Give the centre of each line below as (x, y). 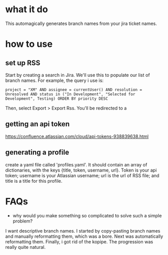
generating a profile (37, 152)
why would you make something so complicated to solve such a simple (87, 215)
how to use (29, 44)
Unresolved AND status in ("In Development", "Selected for (71, 94)
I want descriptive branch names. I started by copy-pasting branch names (83, 231)
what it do (27, 9)
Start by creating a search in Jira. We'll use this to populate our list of (78, 75)
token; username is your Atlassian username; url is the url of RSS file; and (82, 175)
